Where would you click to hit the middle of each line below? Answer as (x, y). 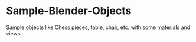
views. (14, 33)
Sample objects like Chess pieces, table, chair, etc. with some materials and (98, 27)
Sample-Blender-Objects (69, 11)
